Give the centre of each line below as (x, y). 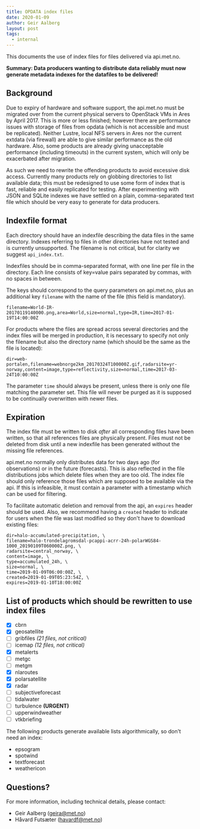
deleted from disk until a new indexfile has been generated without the (93, 444)
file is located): (24, 348)
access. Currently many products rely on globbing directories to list (89, 176)
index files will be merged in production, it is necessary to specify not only (98, 335)
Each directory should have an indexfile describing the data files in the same (100, 235)
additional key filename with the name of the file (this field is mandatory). (96, 296)
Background (29, 93)
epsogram (27, 749)
